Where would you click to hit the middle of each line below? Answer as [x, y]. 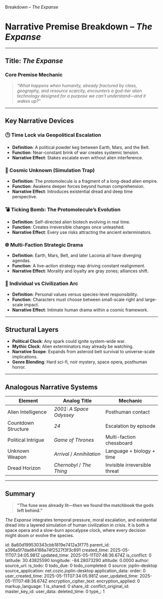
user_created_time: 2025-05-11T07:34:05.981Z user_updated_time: [72, 576]
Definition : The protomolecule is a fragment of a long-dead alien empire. [85, 181]
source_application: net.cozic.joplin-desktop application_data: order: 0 [75, 571]
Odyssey [64, 415]
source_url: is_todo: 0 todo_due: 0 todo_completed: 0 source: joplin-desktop [81, 565]
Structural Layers [32, 329]
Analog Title [77, 401]
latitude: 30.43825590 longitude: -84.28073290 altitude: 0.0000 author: [77, 560]
